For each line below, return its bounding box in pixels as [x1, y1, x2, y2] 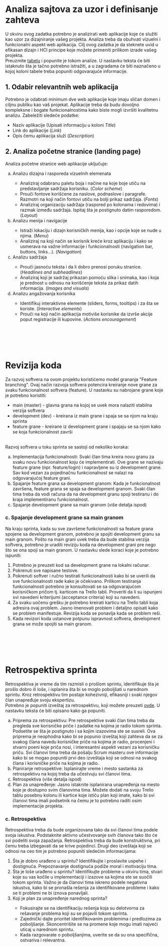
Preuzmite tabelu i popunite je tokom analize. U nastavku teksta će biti [5, 57, 150, 63]
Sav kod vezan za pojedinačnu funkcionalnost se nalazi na [12, 469, 133, 476]
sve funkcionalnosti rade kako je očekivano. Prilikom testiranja [12, 578, 141, 584]
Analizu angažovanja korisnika [12, 290, 75, 296]
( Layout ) [20, 212, 38, 218]
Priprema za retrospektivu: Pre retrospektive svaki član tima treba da [12, 717, 154, 723]
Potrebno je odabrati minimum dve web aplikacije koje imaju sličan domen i [5, 96, 160, 102]
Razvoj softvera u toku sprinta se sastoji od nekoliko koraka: [5, 444, 129, 450]
